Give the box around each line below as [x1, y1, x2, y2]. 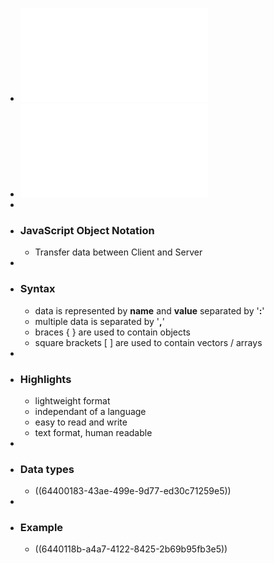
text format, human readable [34, 426, 153, 438]
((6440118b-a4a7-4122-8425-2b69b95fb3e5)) [34, 543, 228, 555]
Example [19, 521, 64, 535]
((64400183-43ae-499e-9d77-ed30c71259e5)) [34, 485, 232, 497]
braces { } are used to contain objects [34, 326, 191, 338]
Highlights [19, 372, 72, 386]
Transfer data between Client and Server [34, 246, 203, 258]
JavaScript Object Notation [19, 223, 155, 237]
